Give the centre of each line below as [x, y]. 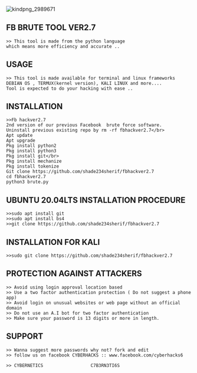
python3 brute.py [27, 182]
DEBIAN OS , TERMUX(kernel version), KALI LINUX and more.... [84, 83]
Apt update [19, 136]
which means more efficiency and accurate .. [63, 46]
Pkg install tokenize [33, 166]
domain [14, 308]
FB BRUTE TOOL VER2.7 [51, 27]
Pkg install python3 [32, 151]
